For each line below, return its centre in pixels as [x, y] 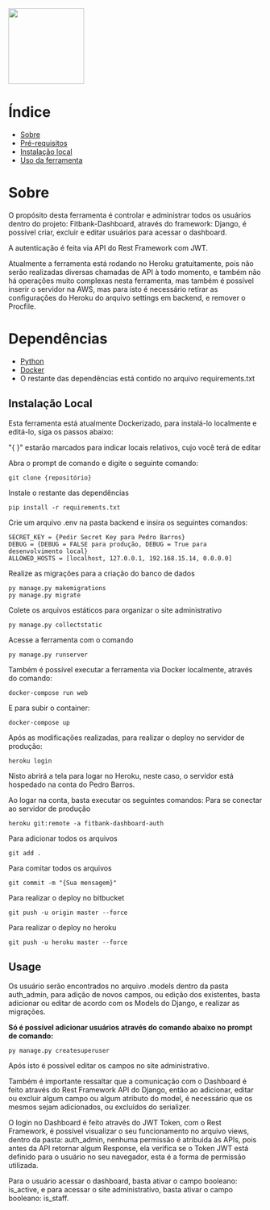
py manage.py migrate [45, 595]
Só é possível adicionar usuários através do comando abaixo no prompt [131, 1028]
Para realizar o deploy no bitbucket [66, 897]
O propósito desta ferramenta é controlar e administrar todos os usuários [130, 215]
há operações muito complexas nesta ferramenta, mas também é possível [131, 281]
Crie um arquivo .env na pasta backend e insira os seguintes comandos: [128, 522]
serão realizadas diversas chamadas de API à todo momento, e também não [135, 272]
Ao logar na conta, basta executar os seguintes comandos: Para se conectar [135, 800]
